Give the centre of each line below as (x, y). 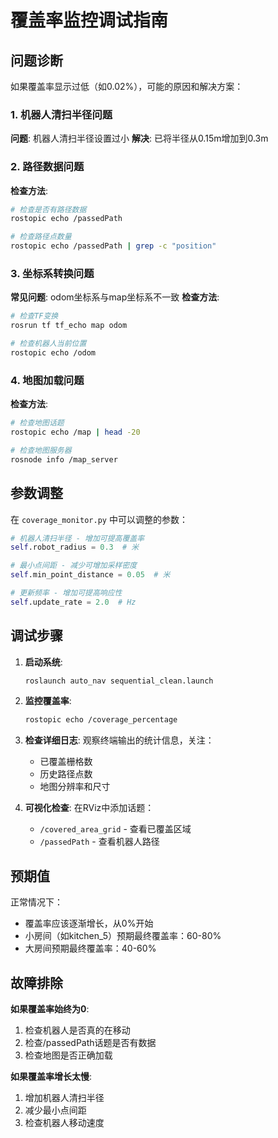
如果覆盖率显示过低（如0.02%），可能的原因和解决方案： (127, 86)
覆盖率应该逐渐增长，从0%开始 (89, 923)
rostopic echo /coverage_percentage (101, 720)
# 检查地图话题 (37, 423)
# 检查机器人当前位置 (48, 344)
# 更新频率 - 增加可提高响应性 (66, 593)
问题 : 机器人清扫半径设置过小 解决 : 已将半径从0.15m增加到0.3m (139, 138)
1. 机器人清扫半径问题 (61, 114)
